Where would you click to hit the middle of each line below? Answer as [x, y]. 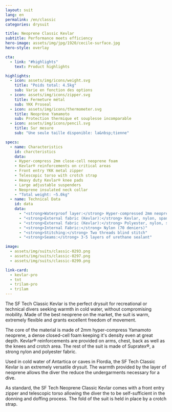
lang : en [15, 15]
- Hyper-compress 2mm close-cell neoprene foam [66, 161]
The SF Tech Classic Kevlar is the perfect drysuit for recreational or [76, 303]
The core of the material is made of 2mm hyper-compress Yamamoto [78, 330]
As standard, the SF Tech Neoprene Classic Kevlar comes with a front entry [85, 388]
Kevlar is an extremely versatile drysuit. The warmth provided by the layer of [86, 367]
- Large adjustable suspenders [48, 185]
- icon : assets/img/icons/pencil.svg [50, 123]
